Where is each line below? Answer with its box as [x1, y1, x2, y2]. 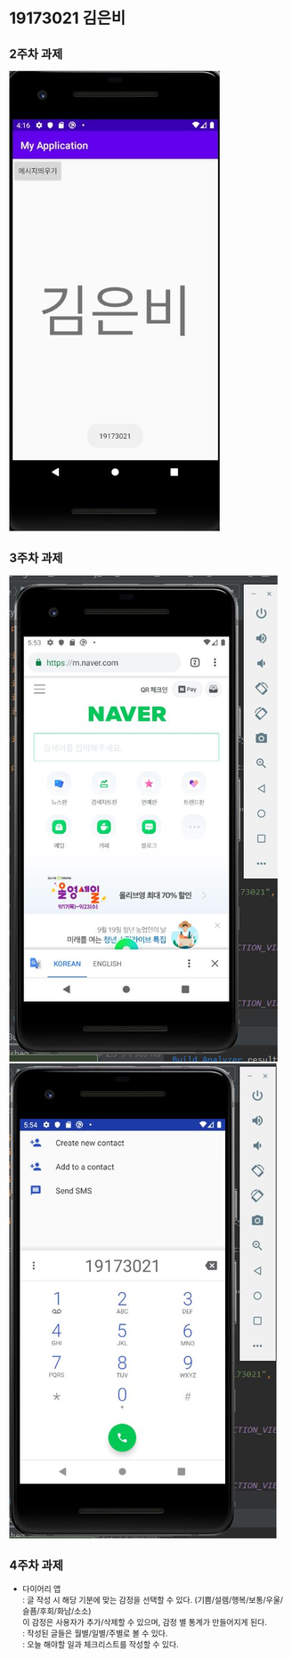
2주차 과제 [9, 46, 63, 61]
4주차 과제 [9, 1558, 64, 1573]
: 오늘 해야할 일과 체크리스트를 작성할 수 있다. [21, 1638, 180, 1649]
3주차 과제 [9, 551, 63, 566]
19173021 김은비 [9, 8, 126, 28]
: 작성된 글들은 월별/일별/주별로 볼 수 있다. [21, 1628, 168, 1638]
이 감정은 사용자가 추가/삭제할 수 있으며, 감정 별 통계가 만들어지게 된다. [21, 1616, 267, 1627]
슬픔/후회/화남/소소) [21, 1605, 92, 1616]
